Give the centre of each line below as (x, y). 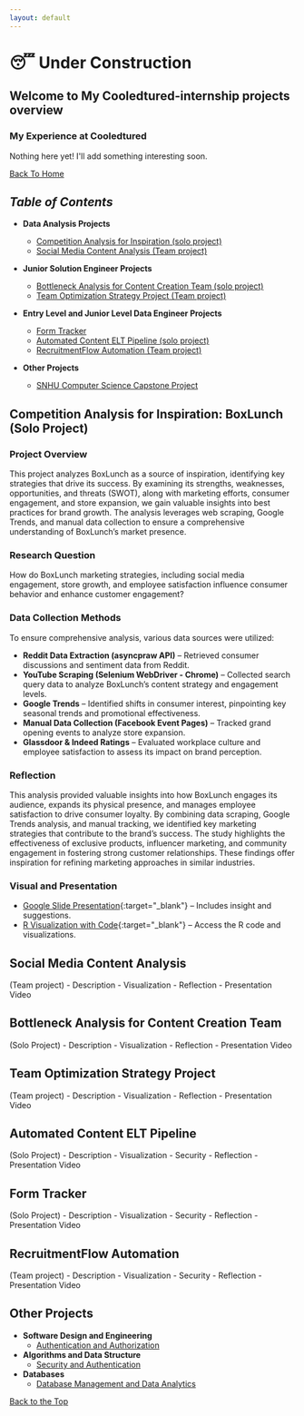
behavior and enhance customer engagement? (97, 595)
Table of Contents (61, 202)
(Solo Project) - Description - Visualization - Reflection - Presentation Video (151, 1045)
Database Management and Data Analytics (116, 1383)
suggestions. (47, 915)
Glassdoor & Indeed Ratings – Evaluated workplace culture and (142, 742)
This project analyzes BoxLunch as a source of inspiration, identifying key (147, 474)
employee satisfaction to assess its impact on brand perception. (142, 752)
